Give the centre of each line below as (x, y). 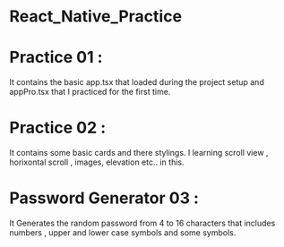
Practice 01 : (56, 58)
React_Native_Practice (95, 17)
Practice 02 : (58, 128)
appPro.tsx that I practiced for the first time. (90, 92)
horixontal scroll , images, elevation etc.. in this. (97, 162)
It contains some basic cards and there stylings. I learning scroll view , (139, 153)
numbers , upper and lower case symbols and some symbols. (123, 233)
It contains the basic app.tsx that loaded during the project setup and (137, 82)
